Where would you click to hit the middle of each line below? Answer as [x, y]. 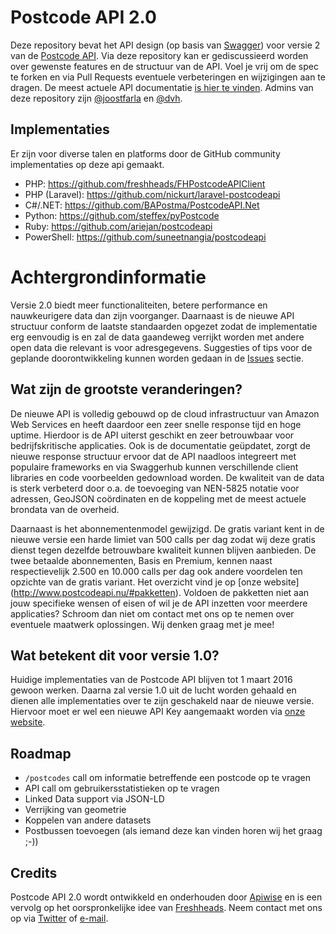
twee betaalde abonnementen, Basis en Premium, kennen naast [141, 560]
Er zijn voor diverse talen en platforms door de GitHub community [145, 153]
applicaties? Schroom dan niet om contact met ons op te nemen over [152, 613]
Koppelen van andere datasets [88, 820]
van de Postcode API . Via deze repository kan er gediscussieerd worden [159, 55]
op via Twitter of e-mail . [59, 918]
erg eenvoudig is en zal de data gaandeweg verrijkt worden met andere [157, 337]
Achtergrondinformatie [108, 277]
